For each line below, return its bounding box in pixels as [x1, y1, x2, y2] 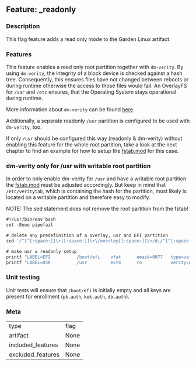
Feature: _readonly [6, 5, 76, 15]
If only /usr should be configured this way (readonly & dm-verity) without [6, 135, 183, 142]
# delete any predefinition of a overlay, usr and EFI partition [6, 232, 168, 239]
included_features [9, 341, 58, 349]
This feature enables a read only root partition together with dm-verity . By [6, 63, 184, 70]
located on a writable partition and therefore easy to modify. [6, 194, 150, 201]
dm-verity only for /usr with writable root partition [6, 162, 151, 170]
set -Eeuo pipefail [6, 222, 54, 228]
